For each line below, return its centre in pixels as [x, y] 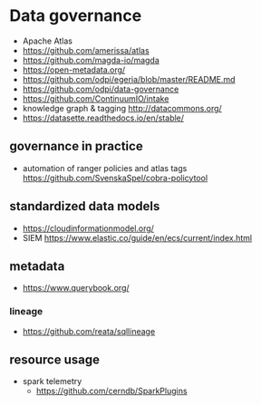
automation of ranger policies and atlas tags [105, 168]
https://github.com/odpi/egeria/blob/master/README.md [129, 79]
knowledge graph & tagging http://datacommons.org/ [122, 108]
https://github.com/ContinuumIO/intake [96, 98]
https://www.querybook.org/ [76, 288]
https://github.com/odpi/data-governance [101, 89]
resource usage [54, 360]
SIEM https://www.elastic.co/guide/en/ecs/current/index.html [137, 237]
